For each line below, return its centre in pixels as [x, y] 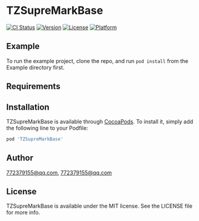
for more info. [23, 213]
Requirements [33, 86]
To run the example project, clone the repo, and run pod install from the [97, 61]
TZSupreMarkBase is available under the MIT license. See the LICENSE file [99, 206]
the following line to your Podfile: [47, 128]
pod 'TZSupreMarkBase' [35, 139]
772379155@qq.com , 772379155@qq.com [59, 173]
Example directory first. [35, 67]
